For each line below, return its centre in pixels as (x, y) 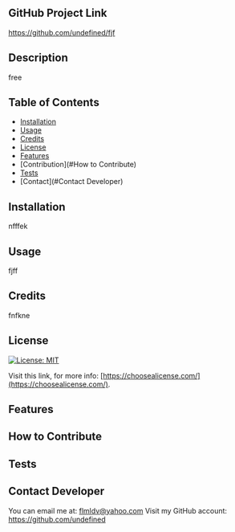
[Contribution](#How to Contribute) (78, 165)
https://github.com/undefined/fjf (62, 32)
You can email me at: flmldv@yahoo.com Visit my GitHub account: (118, 510)
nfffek (18, 226)
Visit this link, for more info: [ (56, 375)
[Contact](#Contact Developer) (71, 182)
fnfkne (19, 315)
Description (38, 58)
